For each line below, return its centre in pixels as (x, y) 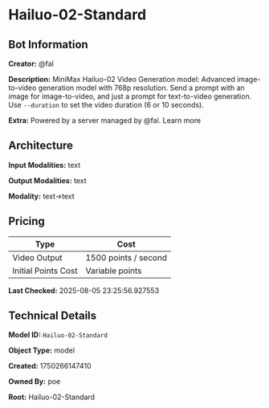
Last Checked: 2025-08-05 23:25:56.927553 (84, 290)
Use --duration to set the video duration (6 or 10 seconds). (106, 105)
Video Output (37, 257)
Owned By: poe (35, 381)
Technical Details (53, 316)
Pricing (27, 221)
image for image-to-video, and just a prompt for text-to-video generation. (130, 96)
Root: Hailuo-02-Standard (51, 397)
